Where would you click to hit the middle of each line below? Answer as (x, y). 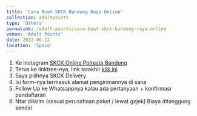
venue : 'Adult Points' (35, 34)
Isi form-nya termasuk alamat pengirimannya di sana (81, 82)
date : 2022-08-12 (28, 40)
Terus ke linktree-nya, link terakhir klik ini (66, 69)
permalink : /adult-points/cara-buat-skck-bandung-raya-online (86, 29)
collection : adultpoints (38, 18)
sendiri (24, 108)
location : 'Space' (29, 46)
